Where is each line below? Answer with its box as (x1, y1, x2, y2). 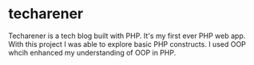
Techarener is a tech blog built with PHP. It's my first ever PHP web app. (8, 31, 246, 40)
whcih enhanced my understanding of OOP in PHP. (8, 48, 177, 57)
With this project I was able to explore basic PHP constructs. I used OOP (8, 39, 246, 48)
